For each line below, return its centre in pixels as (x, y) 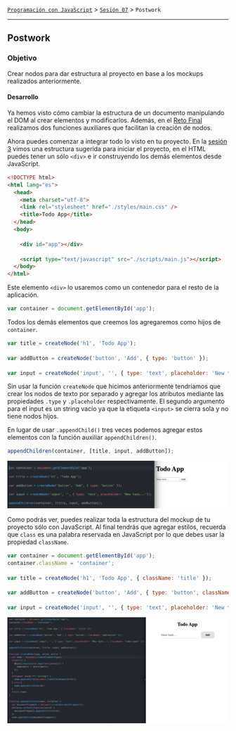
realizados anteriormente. (45, 81)
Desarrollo (23, 97)
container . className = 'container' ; (61, 563)
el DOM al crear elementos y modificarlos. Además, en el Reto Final (105, 120)
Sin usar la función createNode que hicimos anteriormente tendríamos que (114, 386)
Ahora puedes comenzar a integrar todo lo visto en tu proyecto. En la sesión (117, 141)
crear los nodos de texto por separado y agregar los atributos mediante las (116, 394)
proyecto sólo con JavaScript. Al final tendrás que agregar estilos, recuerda (117, 527)
